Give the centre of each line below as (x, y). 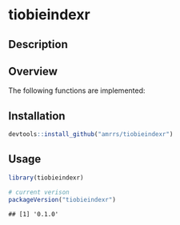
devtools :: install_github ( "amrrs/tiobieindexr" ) (91, 135)
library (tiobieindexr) (46, 178)
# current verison (39, 192)
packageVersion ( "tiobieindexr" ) (62, 199)
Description (38, 44)
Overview (33, 71)
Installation (37, 116)
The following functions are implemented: (77, 90)
